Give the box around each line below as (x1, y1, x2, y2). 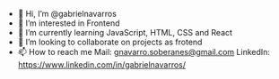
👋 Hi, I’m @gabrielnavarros (17, 9, 117, 19)
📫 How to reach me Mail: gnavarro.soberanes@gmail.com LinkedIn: (17, 47, 271, 57)
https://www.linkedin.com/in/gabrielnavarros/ (17, 59, 187, 70)
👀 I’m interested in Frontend (17, 18, 120, 28)
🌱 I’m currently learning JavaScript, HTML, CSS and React (17, 28, 233, 37)
